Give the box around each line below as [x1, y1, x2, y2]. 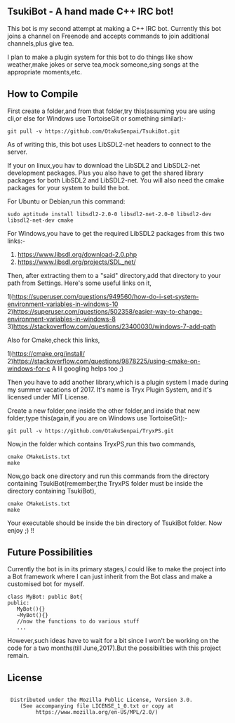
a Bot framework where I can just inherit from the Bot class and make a [7, 572, 213, 581]
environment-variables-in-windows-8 [7, 314, 116, 323]
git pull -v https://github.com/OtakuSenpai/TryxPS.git [7, 427, 174, 435]
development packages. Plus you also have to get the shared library [7, 168, 203, 177]
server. [7, 147, 28, 156]
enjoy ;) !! [7, 526, 35, 534]
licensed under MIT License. [7, 392, 90, 401]
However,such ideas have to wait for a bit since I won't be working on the [7, 637, 220, 645]
